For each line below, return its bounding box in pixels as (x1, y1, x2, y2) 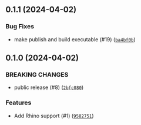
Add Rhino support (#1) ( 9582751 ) (14, 112, 95, 119)
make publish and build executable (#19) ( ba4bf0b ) (14, 35, 136, 43)
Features (5, 98, 32, 107)
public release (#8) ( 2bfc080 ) (14, 84, 84, 91)
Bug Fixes (5, 22, 35, 31)
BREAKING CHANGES (5, 71, 69, 78)
